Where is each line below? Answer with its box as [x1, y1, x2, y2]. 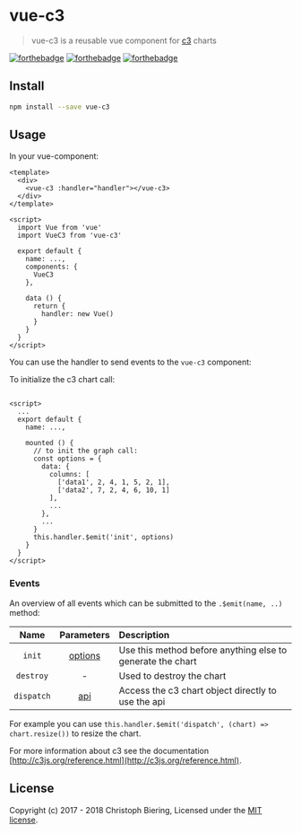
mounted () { [25, 439, 74, 448]
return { [32, 302, 66, 311]
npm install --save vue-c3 [9, 102, 110, 111]
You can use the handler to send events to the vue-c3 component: [9, 356, 253, 368]
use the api [118, 695, 166, 707]
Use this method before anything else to [118, 644, 288, 656]
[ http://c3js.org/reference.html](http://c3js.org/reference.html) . [9, 755, 242, 766]
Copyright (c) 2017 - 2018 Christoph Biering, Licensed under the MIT [9, 804, 262, 815]
